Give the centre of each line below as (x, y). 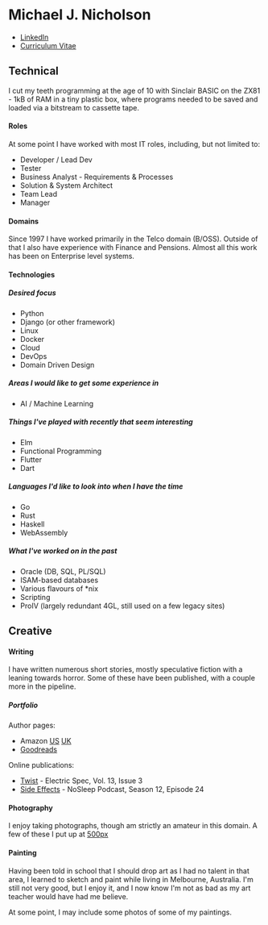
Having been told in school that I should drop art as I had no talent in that (129, 871)
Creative (30, 631)
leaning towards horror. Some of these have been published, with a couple (132, 678)
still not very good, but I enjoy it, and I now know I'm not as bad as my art (130, 888)
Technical (33, 71)
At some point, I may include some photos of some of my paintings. (120, 912)
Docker (32, 339)
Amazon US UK (45, 741)
